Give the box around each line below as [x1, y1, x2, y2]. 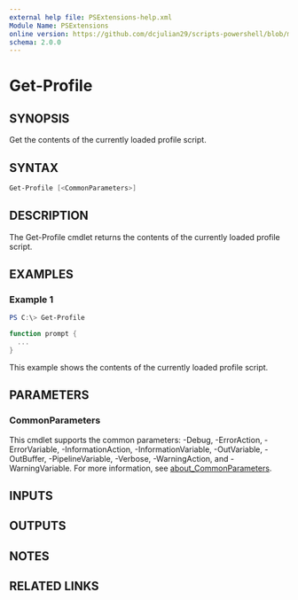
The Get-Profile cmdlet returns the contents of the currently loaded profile [9, 231, 281, 242]
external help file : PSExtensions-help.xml [9, 12, 173, 22]
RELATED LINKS [9, 579, 99, 594]
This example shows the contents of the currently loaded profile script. [9, 362, 269, 372]
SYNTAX [9, 160, 59, 175]
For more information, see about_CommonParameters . [74, 463, 272, 473]
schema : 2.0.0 [9, 37, 62, 47]
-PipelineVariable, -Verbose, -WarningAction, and [48, 453, 229, 464]
